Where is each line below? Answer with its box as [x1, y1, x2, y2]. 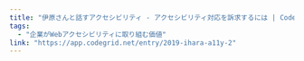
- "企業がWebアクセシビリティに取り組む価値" [17, 30, 167, 39]
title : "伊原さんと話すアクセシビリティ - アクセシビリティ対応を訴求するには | [9, 13, 276, 22]
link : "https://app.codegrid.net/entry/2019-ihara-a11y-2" [9, 38, 237, 48]
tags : [9, 22, 30, 30]
